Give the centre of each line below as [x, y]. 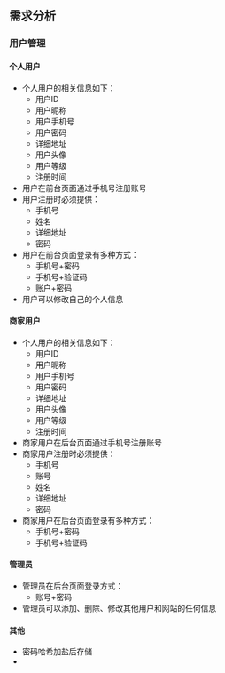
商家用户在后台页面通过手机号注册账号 [92, 442]
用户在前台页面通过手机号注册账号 [84, 188]
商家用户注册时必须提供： [69, 453]
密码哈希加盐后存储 [57, 652]
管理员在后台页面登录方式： [73, 586]
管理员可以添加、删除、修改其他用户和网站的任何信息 [119, 608]
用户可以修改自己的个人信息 [73, 299]
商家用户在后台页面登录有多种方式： [88, 520]
